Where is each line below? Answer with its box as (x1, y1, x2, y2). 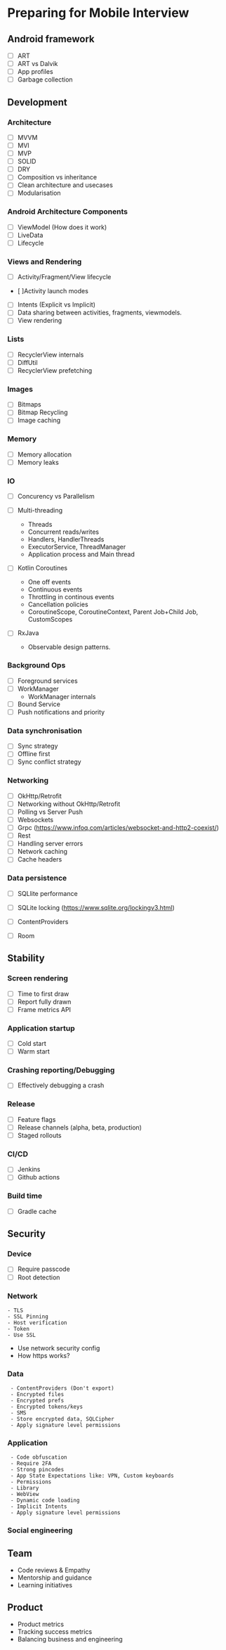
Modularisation (17, 188, 61, 198)
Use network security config (17, 1343, 100, 1352)
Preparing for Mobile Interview (7, 5, 190, 21)
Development (7, 96, 68, 108)
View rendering (17, 316, 62, 325)
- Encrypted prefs (10, 1398, 65, 1405)
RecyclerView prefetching (17, 366, 93, 374)
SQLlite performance (17, 889, 79, 897)
